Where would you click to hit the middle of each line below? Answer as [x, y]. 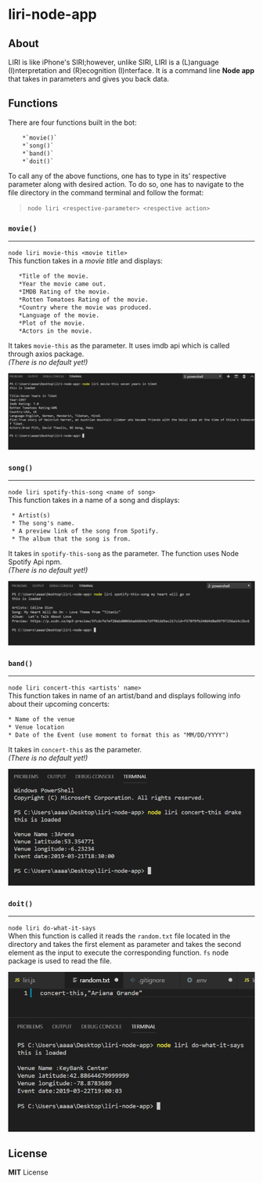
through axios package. [46, 354]
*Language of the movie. [59, 315]
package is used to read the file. [60, 961]
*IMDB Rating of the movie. [64, 292]
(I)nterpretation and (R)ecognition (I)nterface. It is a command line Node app [131, 71]
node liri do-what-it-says [52, 928]
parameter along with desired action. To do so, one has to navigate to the [126, 184]
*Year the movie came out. [63, 284]
